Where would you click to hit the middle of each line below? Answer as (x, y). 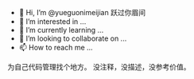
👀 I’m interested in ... (52, 22)
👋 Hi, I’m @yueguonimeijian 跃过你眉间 (82, 12)
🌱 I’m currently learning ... (61, 30)
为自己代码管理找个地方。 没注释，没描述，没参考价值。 (99, 67)
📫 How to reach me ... (56, 47)
